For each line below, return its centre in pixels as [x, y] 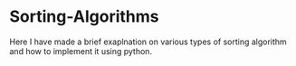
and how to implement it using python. [81, 51]
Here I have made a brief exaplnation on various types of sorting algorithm [148, 42]
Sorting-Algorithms [85, 17]
